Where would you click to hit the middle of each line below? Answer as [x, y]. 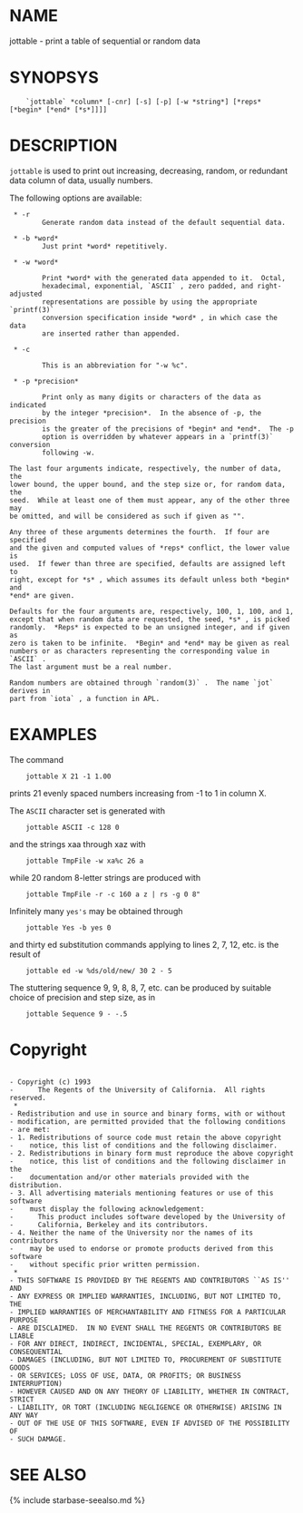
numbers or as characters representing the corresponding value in [140, 651]
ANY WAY [24, 1415]
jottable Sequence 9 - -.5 [77, 1014]
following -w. [68, 453]
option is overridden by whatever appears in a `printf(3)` [158, 436]
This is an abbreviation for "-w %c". [115, 365]
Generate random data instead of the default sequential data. [164, 222]
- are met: [30, 1129]
